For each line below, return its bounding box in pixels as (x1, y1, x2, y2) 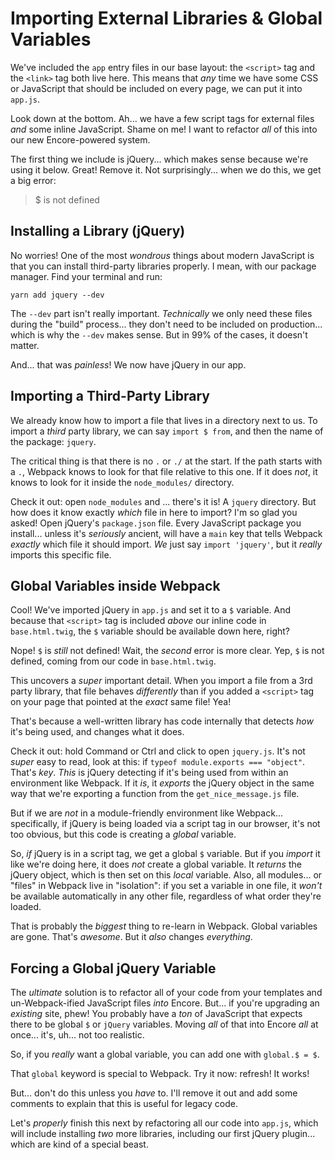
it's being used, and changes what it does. (10, 726, 185, 738)
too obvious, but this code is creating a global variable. (10, 828, 237, 841)
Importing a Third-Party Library (10, 388, 210, 405)
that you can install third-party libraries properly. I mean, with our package (10, 260, 317, 272)
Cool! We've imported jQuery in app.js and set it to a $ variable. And (10, 604, 292, 616)
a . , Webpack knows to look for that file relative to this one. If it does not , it (10, 465, 318, 477)
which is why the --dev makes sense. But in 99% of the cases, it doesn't (10, 328, 308, 341)
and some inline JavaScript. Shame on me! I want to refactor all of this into (10, 123, 318, 135)
